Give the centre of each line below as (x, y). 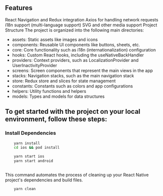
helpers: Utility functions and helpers (49, 91)
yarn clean (25, 189)
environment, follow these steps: (56, 119)
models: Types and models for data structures (58, 96)
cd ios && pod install (37, 148)
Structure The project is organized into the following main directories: (75, 30)
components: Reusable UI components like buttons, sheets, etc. (76, 45)
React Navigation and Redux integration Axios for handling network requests (82, 19)
